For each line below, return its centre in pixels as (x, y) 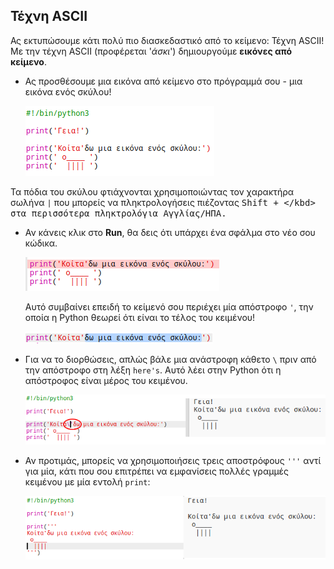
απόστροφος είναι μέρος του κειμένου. (106, 380)
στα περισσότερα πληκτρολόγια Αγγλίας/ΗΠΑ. (118, 213)
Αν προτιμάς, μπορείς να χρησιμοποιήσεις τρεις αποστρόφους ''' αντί (173, 461)
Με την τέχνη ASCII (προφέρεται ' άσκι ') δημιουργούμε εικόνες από (151, 51)
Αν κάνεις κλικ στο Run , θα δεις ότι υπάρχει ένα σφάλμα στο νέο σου (170, 232)
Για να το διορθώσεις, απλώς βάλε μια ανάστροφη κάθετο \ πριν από (170, 359)
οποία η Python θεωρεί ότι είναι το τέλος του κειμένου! (140, 317)
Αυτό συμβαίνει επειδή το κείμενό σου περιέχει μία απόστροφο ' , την (169, 306)
